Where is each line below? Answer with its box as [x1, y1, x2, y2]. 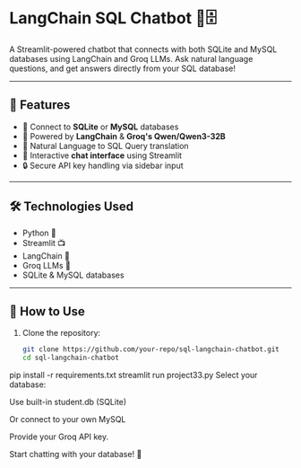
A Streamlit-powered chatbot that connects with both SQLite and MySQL [9, 43, 278, 55]
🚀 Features [9, 97, 71, 113]
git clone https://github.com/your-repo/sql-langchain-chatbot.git [21, 345, 279, 354]
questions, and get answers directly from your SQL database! [9, 63, 236, 74]
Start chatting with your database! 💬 [9, 449, 142, 460]
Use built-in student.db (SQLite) [9, 397, 127, 408]
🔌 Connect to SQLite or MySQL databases [21, 121, 179, 132]
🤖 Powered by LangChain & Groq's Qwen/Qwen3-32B [21, 130, 226, 141]
